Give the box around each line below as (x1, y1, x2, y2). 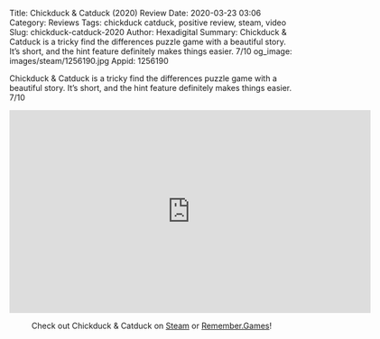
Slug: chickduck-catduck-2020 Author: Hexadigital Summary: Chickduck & (9, 27, 287, 37)
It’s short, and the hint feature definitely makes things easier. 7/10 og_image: (9, 46, 292, 57)
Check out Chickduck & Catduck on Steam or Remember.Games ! (31, 320, 273, 331)
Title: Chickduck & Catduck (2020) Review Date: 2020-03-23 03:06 (9, 8, 262, 18)
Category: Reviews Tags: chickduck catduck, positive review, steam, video (9, 17, 287, 28)
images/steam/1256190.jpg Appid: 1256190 (9, 56, 169, 66)
